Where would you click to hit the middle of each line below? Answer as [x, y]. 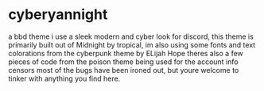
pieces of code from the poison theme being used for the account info [123, 62]
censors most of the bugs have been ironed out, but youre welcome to [124, 70]
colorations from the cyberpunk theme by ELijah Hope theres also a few [126, 53]
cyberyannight [58, 15]
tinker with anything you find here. [64, 78]
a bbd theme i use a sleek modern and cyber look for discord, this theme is [131, 36]
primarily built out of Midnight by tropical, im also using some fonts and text [132, 44]
